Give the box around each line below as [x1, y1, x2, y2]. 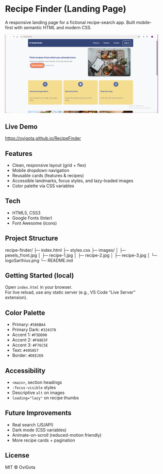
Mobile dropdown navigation [12, 167, 69, 173]
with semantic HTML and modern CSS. [14, 24, 92, 30]
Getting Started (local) [5, 271, 74, 279]
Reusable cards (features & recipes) [12, 172, 84, 178]
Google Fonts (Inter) [12, 215, 52, 221]
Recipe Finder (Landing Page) [5, 3, 127, 15]
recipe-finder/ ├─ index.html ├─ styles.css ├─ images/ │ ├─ [5, 247, 126, 253]
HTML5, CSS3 [12, 210, 41, 215]
